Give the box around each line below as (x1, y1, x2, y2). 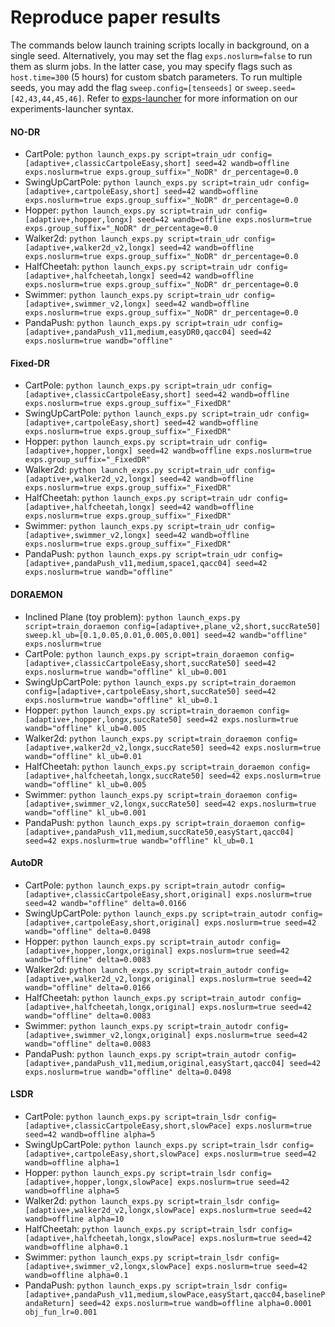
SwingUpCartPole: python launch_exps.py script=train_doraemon (24, 676, 297, 688)
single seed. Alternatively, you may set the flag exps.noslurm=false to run (10, 49, 313, 61)
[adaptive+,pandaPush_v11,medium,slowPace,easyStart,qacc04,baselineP (24, 1289, 326, 1300)
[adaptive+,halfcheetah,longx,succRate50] (24, 771, 205, 781)
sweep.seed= (245, 83, 296, 93)
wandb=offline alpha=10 (24, 1214, 125, 1224)
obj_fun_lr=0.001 (24, 1307, 98, 1317)
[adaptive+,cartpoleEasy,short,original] (24, 917, 200, 928)
